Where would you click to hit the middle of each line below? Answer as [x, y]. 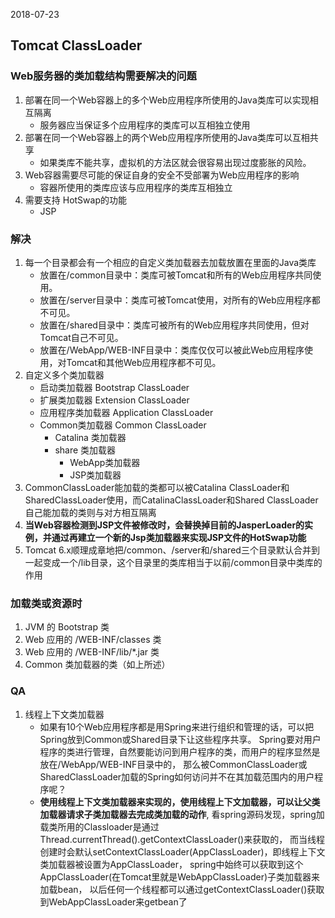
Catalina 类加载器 [90, 437]
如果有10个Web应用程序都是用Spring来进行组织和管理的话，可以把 [177, 726]
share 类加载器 [85, 450]
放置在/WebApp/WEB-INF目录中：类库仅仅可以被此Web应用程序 [172, 350]
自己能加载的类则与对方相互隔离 [90, 512]
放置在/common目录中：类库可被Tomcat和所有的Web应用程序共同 [176, 275]
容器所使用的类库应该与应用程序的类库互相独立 [136, 187]
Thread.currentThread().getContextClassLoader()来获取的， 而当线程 [182, 839]
